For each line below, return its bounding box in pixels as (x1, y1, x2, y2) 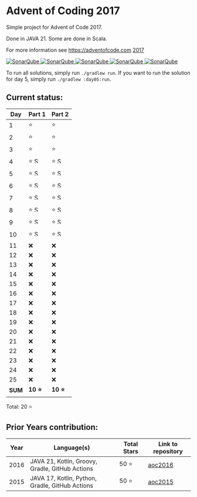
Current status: (6, 92, 63, 102)
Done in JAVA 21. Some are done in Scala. (6, 35, 107, 42)
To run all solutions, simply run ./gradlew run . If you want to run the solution (6, 69, 191, 76)
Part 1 (28, 110, 46, 118)
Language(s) (53, 443, 90, 452)
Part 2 (51, 110, 69, 118)
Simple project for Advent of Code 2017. (6, 24, 103, 31)
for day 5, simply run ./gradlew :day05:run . (6, 75, 111, 82)
